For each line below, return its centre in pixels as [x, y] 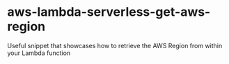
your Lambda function [39, 53]
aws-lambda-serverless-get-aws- [109, 12]
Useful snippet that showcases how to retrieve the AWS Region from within [115, 45]
